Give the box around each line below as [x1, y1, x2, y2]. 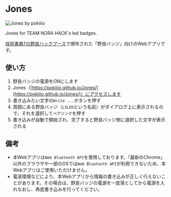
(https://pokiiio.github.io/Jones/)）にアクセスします [12, 91, 121, 97]
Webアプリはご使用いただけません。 [12, 167, 90, 173]
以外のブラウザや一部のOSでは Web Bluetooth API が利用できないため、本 [12, 160, 166, 167]
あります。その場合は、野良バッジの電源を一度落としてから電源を [22, 180, 160, 186]
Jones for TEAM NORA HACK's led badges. [5, 30, 97, 36]
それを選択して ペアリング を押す [22, 110, 86, 116]
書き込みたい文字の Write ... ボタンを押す [12, 97, 101, 103]
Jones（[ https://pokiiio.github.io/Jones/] [12, 84, 98, 90]
